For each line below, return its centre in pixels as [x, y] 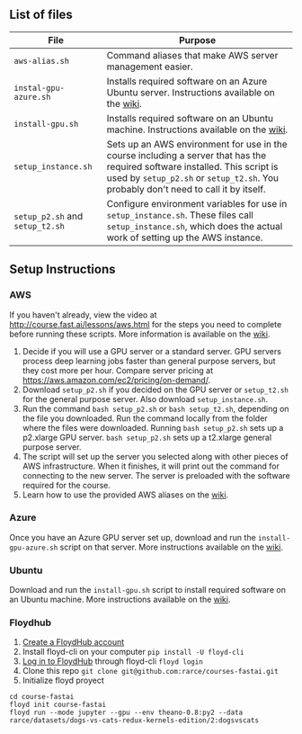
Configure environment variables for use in [197, 203]
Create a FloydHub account [73, 642]
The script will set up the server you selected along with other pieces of [155, 456]
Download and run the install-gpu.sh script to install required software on [147, 590]
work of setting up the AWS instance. [185, 237]
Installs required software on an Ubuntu [190, 118]
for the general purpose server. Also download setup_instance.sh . [145, 398]
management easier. [150, 67]
